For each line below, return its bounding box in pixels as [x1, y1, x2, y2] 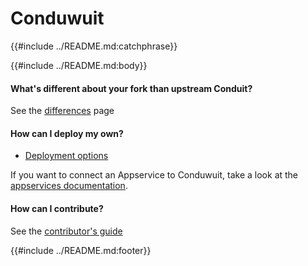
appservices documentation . [10, 180, 128, 192]
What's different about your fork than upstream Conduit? [10, 82, 253, 94]
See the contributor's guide [10, 225, 123, 237]
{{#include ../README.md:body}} [10, 59, 148, 71]
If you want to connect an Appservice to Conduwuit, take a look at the [10, 169, 299, 181]
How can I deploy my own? [10, 127, 124, 139]
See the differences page [10, 105, 115, 117]
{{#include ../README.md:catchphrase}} [10, 40, 178, 52]
